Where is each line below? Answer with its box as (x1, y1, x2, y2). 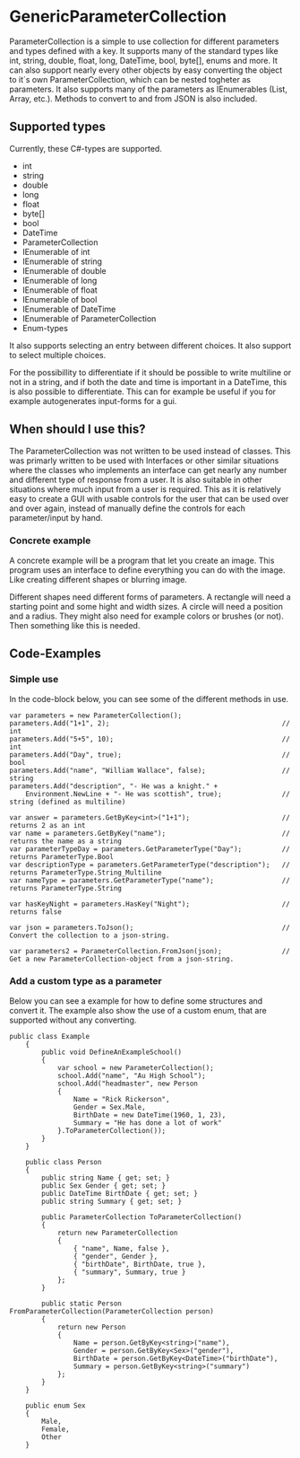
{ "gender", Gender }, (73, 1252, 159, 1260)
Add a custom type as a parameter (9, 975, 163, 988)
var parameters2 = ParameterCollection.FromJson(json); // (9, 946, 291, 955)
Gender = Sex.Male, (73, 1102, 146, 1111)
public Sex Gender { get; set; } (41, 1181, 167, 1190)
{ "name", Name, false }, (73, 1243, 170, 1253)
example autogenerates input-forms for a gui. (9, 395, 177, 406)
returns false (9, 907, 63, 917)
